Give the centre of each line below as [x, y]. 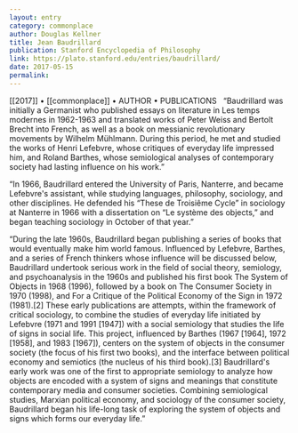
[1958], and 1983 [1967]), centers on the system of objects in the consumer [147, 342]
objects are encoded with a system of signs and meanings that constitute [144, 381]
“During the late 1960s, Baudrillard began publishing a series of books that [145, 239]
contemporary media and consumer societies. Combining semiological [139, 390]
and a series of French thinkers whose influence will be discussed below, [143, 258]
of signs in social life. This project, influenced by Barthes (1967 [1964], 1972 [148, 333]
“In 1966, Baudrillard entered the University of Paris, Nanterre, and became [146, 184]
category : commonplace [51, 26]
